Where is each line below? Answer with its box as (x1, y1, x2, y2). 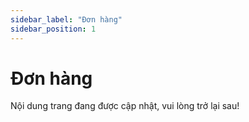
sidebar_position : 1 (10, 24, 97, 34)
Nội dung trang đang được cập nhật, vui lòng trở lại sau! (10, 100, 240, 112)
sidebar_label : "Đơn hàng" (10, 14, 123, 25)
